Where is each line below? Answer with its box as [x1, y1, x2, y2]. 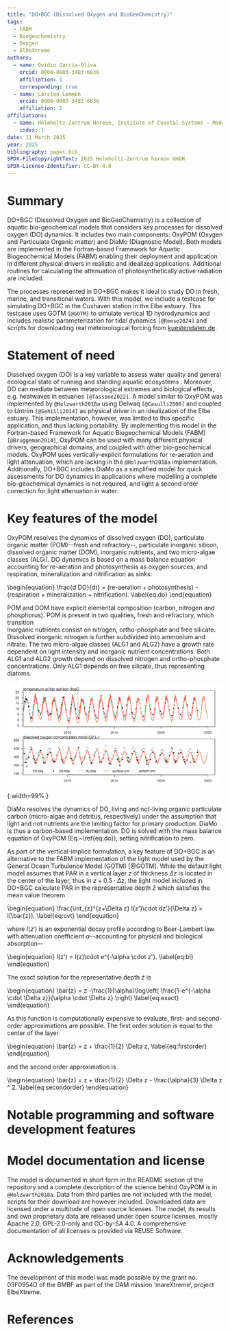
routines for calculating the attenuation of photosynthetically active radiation [7, 266, 222, 275]
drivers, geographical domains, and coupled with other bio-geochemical [7, 443, 211, 451]
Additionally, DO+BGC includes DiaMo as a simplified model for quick [7, 464, 203, 473]
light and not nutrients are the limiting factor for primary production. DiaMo [7, 819, 218, 828]
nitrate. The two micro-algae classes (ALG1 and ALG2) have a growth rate [7, 640, 214, 648]
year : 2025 [7, 141, 38, 148]
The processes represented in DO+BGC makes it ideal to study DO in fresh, [7, 287, 220, 295]
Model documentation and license [7, 1153, 205, 1169]
